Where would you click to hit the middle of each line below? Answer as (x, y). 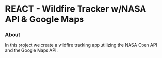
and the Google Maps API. (31, 50)
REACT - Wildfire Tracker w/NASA (76, 9)
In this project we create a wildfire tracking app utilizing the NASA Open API (81, 45)
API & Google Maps (45, 19)
